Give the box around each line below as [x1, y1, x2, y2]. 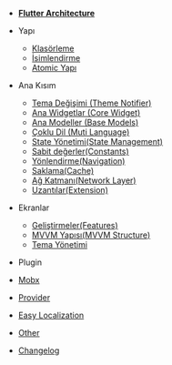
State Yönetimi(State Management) [31, 137, 164, 147]
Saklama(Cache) [31, 166, 95, 176]
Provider [17, 292, 51, 303]
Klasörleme [31, 43, 75, 54]
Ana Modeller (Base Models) [31, 117, 139, 127]
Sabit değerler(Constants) [31, 146, 129, 157]
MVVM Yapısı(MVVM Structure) [31, 229, 151, 240]
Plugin [17, 257, 43, 268]
